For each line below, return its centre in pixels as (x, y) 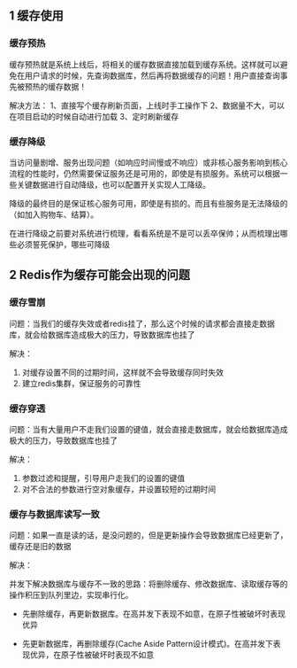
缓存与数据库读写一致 (54, 514)
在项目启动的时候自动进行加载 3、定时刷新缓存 (94, 116)
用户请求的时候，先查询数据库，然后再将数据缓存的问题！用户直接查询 (152, 75)
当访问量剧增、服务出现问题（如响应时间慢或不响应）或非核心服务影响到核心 (148, 162)
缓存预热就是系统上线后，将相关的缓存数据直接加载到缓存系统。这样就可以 (145, 64)
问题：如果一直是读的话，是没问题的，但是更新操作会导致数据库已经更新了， (148, 535)
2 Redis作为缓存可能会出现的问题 (99, 275)
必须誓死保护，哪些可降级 (63, 244)
